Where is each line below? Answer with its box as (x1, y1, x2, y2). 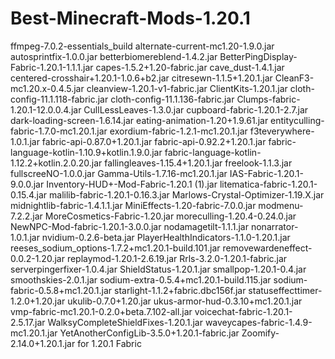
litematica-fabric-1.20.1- (219, 178, 318, 190)
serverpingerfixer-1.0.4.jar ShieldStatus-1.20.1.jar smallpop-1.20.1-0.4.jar (10, 263, 307, 275)
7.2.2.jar (10, 210, 43, 222)
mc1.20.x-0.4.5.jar (10, 82, 85, 94)
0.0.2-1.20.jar (10, 252, 65, 264)
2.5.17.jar (10, 316, 46, 328)
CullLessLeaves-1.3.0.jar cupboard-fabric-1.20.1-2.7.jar (83, 103, 309, 116)
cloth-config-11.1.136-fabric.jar (110, 93, 235, 105)
